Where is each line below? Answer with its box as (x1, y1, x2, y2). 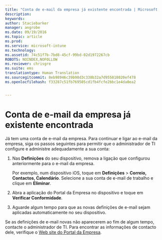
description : (5, 12, 32, 17)
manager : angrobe (5, 25, 40, 30)
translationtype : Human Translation (5, 71, 79, 75)
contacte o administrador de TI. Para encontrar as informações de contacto (5, 224, 157, 230)
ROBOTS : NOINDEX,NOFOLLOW (5, 57, 57, 62)
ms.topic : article (5, 35, 42, 39)
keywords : (5, 16, 25, 21)
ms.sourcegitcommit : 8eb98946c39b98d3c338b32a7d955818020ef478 (5, 75, 136, 80)
